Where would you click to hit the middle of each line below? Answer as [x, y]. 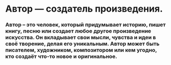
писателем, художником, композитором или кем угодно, [81, 50]
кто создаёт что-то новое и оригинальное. [61, 56]
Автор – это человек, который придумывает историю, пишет [85, 25]
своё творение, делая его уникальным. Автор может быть [82, 44]
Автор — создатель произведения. [84, 9]
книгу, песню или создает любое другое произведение [78, 31]
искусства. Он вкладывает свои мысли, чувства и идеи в [81, 38]
